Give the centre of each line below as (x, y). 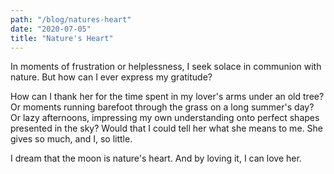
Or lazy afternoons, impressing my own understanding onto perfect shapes (165, 118)
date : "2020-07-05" (51, 29)
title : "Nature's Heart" (62, 38)
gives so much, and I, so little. (71, 139)
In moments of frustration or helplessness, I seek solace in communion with (166, 67)
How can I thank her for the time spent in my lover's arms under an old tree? (167, 97)
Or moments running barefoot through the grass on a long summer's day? (162, 107)
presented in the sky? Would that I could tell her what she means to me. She (166, 128)
